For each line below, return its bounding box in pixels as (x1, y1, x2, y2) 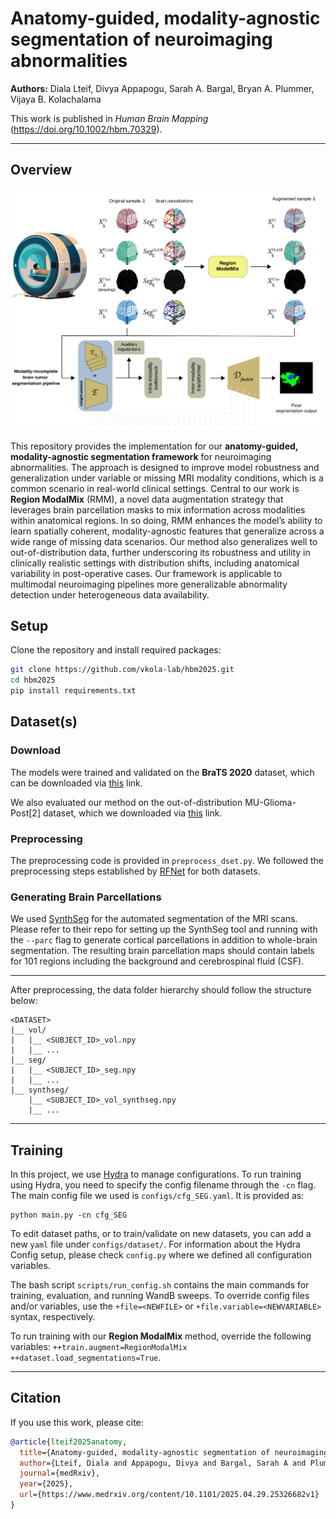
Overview (10, 162, 73, 179)
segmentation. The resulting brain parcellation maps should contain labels (10, 945, 315, 957)
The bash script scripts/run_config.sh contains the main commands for (10, 1279, 310, 1291)
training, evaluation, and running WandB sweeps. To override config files (10, 1290, 310, 1302)
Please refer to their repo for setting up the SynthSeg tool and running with (10, 923, 318, 936)
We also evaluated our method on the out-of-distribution (10, 796, 243, 808)
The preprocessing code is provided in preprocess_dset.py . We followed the (10, 854, 324, 866)
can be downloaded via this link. (10, 777, 143, 789)
